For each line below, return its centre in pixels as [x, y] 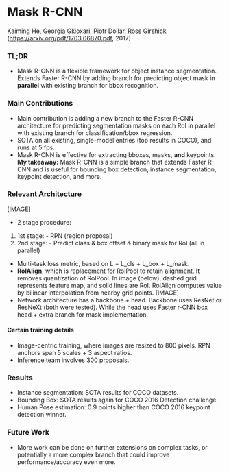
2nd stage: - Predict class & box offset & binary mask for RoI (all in [110, 243]
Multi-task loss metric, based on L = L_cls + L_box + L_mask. [103, 263]
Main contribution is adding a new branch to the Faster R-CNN [105, 118]
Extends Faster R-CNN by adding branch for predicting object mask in [116, 78]
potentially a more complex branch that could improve [93, 454]
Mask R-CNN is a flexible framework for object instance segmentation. [117, 71]
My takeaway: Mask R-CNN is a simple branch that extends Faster [112, 162]
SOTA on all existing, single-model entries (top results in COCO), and [114, 140]
